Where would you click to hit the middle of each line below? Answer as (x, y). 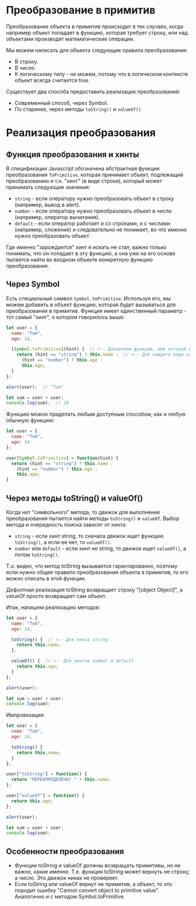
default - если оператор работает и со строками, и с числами (92, 223)
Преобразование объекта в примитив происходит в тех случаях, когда (95, 26)
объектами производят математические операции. (70, 39)
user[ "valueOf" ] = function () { (45, 796)
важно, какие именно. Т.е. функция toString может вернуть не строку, (102, 872)
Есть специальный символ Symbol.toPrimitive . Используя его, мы (88, 298)
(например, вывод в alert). (47, 204)
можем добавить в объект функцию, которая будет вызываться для (91, 305)
